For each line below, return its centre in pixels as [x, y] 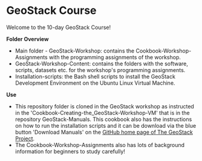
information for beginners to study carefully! [70, 151]
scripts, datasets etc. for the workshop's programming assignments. [100, 70]
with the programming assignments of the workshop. [115, 57]
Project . [25, 138]
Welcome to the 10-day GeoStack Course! [58, 27]
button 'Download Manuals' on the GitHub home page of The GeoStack [104, 132]
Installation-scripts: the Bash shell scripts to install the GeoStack [95, 76]
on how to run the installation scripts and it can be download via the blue [106, 125]
